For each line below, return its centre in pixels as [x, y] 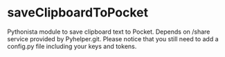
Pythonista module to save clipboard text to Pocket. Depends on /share [109, 32]
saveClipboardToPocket [78, 13]
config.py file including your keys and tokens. [72, 46]
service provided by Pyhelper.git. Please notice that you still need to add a [113, 38]
